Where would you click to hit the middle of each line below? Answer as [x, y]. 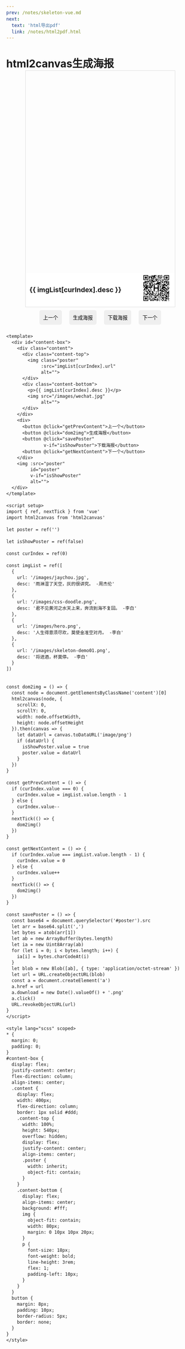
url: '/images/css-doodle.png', [57, 602]
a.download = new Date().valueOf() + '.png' [68, 993]
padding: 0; [27, 1047]
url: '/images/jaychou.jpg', [53, 578]
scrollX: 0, [32, 705]
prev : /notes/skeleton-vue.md [44, 13]
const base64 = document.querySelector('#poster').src [81, 921]
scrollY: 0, [32, 711]
